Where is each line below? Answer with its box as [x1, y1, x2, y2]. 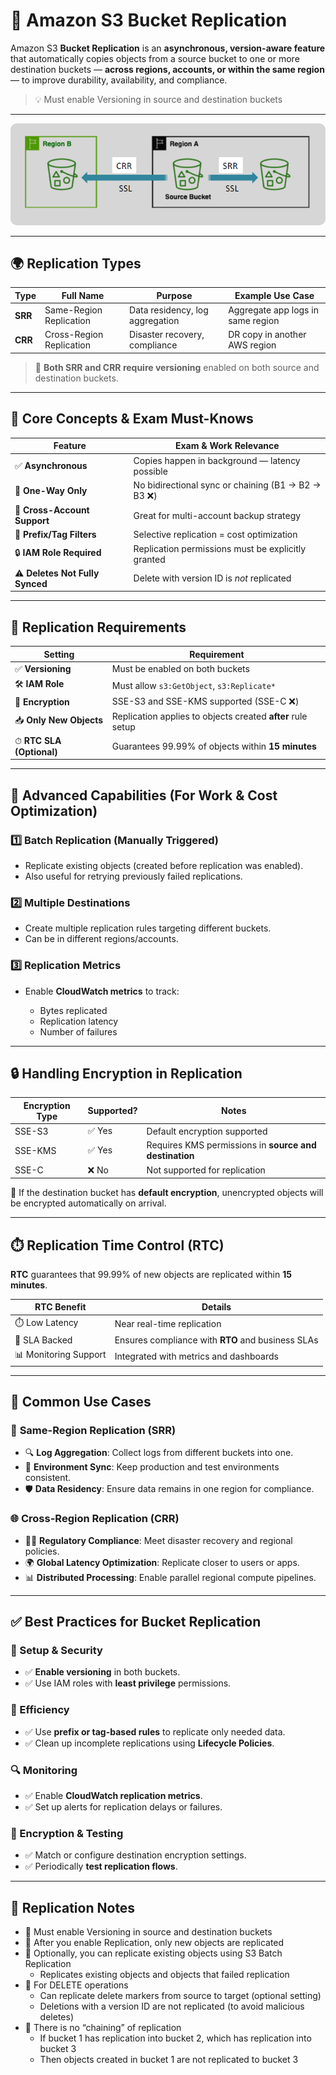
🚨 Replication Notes [10, 1899, 136, 1916]
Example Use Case [234, 289, 315, 301]
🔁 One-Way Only [14, 484, 88, 496]
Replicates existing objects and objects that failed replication [39, 1969, 290, 1981]
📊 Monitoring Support [14, 1349, 107, 1361]
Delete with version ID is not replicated [133, 572, 292, 584]
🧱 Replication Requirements [10, 619, 187, 636]
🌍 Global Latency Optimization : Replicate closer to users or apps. [24, 1556, 300, 1568]
